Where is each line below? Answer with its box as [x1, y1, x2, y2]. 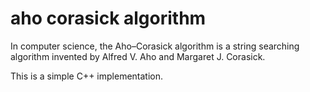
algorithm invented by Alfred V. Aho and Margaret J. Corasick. [10, 50, 266, 62]
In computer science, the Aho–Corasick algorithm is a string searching [10, 40, 300, 52]
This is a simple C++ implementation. [10, 70, 164, 82]
